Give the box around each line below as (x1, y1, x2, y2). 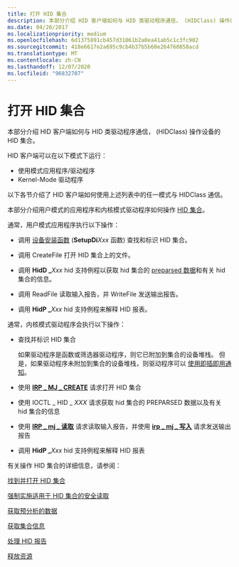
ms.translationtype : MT (7, 50, 78, 58)
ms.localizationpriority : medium (7, 30, 107, 38)
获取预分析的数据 (7, 507, 58, 515)
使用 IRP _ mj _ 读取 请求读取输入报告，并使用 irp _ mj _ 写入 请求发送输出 (17, 422, 231, 431)
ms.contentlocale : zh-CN (7, 57, 81, 64)
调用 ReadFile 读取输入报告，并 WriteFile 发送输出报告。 (17, 290, 183, 298)
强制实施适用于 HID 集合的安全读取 (7, 492, 110, 500)
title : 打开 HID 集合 (7, 10, 68, 18)
